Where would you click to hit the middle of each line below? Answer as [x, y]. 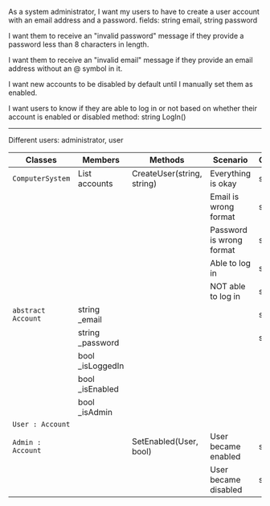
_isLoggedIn [101, 366]
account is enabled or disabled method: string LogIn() [97, 117]
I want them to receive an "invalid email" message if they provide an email [131, 60]
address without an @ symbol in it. [65, 68]
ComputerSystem [41, 178]
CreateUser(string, [167, 174]
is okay [223, 183]
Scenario [230, 160]
